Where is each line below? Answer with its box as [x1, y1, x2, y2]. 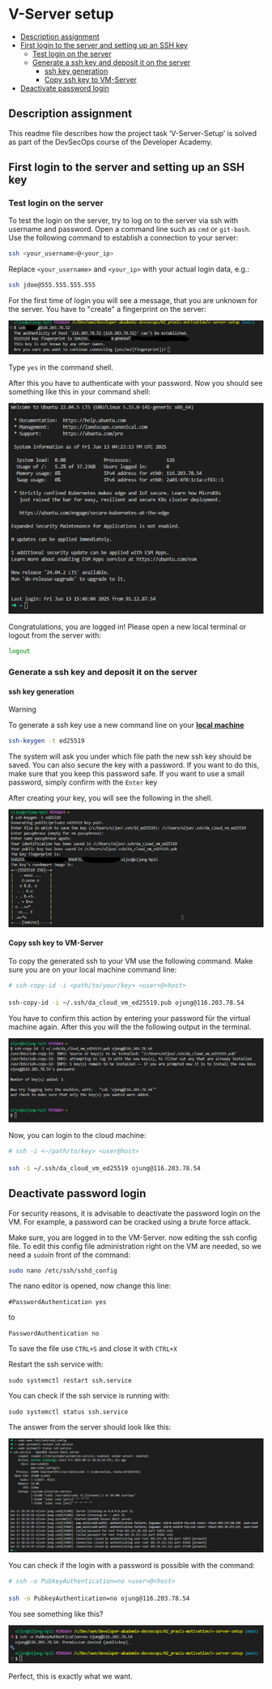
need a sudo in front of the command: [8, 1250, 131, 1259]
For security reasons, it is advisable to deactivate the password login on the [8, 1208, 261, 1218]
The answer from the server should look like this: [8, 1422, 172, 1432]
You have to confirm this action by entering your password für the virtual [8, 1013, 251, 1023]
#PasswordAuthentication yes [8, 1298, 107, 1306]
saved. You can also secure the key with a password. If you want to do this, [8, 760, 260, 770]
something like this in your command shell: [8, 387, 151, 396]
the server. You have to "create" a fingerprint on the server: [8, 305, 206, 314]
